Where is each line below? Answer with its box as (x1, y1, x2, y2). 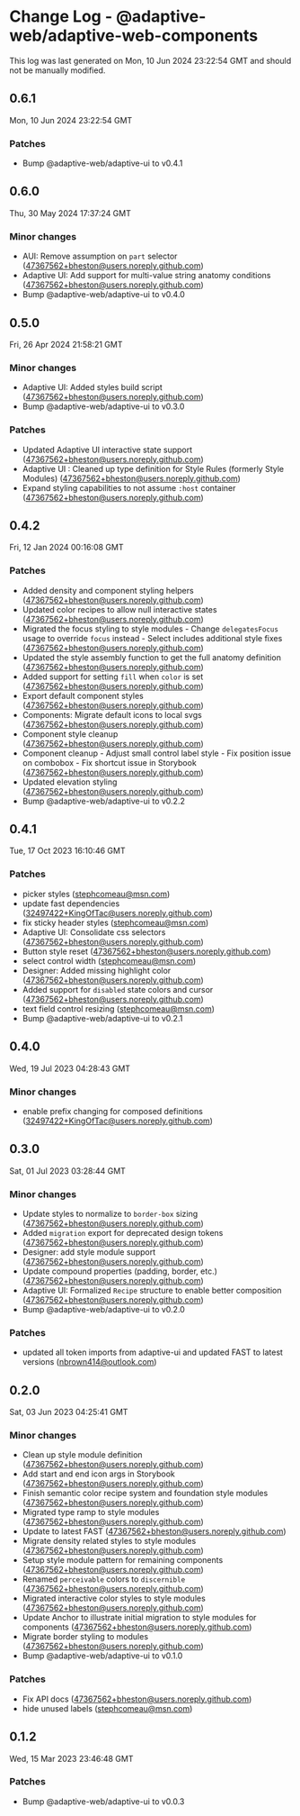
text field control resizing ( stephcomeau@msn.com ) (22, 1003, 216, 1014)
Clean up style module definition (22, 1449, 143, 1460)
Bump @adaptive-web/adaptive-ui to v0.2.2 (22, 795, 186, 806)
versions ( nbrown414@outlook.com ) (22, 1357, 157, 1367)
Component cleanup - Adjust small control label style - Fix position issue (22, 748, 292, 758)
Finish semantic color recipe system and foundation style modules (22, 1488, 269, 1499)
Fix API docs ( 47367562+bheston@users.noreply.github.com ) (22, 1693, 252, 1704)
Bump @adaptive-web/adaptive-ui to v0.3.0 (22, 401, 185, 412)
